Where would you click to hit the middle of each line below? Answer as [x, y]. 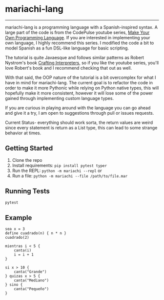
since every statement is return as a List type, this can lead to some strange [81, 127]
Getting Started [29, 148]
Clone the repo [27, 160]
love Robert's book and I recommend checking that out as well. [69, 68]
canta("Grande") [31, 272]
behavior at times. [23, 133]
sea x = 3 [15, 229]
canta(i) [23, 250]
